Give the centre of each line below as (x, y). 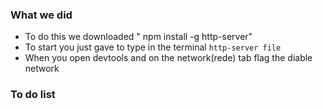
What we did (41, 15)
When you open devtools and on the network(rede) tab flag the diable (168, 58)
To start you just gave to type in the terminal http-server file (153, 47)
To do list (33, 95)
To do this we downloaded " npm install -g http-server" (138, 37)
